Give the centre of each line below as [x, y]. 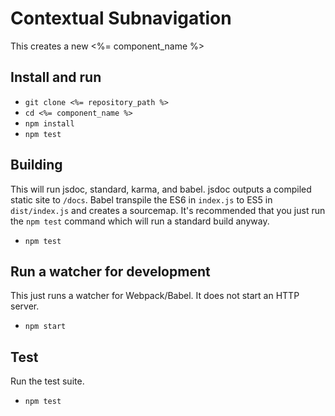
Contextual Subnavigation [121, 18]
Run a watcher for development [110, 271]
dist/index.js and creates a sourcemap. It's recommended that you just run [168, 210]
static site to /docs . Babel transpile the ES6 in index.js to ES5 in [141, 199]
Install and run [56, 77]
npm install [49, 123]
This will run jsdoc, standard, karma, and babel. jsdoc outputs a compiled [161, 189]
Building [36, 165]
